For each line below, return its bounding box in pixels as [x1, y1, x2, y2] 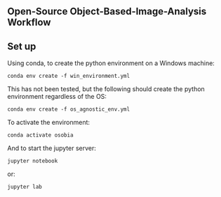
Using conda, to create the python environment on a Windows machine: [7, 59, 215, 67]
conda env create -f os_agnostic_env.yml [7, 106, 130, 113]
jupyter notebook [7, 158, 58, 165]
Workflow [7, 17, 51, 29]
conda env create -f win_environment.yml [7, 73, 130, 80]
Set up [7, 40, 36, 52]
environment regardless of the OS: [7, 93, 107, 101]
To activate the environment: [7, 118, 90, 127]
